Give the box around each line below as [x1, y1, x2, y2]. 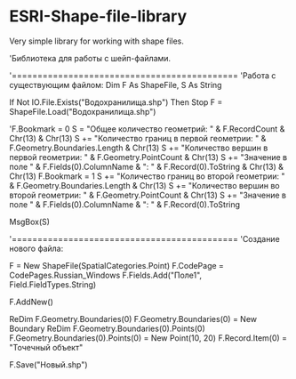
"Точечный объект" [9, 342, 84, 352]
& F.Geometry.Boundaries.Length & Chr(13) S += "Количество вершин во [9, 180, 280, 190]
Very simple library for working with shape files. [9, 36, 185, 46]
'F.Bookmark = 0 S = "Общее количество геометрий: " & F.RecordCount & [9, 123, 285, 134]
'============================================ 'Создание [9, 233, 280, 244]
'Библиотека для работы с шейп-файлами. [9, 52, 172, 63]
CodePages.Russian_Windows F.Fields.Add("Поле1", [9, 270, 203, 280]
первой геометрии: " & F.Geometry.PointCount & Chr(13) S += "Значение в [9, 151, 287, 162]
